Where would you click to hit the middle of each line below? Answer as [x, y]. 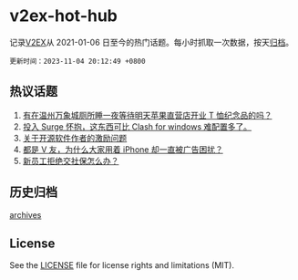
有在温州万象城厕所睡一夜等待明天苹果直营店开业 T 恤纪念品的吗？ [147, 115]
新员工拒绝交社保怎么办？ [71, 161]
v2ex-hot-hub [64, 16]
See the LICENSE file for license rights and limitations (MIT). [122, 265]
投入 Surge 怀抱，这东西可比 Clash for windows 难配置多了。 [137, 126]
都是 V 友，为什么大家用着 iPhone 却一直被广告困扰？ [123, 149]
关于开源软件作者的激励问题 [75, 138]
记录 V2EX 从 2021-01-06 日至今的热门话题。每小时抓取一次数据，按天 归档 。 [152, 42]
